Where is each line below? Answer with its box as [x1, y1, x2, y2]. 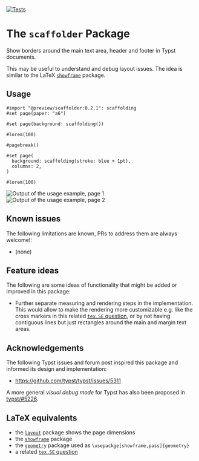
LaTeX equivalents [6, 413, 77, 423]
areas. [15, 325, 31, 333]
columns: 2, [11, 163, 42, 169]
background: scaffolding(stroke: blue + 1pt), [11, 158, 131, 164]
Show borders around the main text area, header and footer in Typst [6, 47, 176, 54]
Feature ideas [6, 265, 59, 275]
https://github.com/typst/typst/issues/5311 [15, 377, 121, 384]
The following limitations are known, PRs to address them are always [6, 230, 177, 237]
